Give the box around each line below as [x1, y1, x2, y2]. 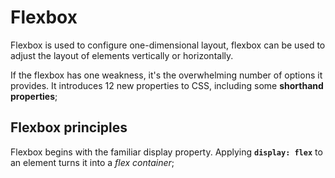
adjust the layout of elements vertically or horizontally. [10, 49, 234, 61]
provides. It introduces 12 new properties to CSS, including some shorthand [10, 79, 324, 91]
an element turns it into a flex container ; [10, 156, 175, 168]
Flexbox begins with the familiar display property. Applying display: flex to [10, 146, 323, 158]
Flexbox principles [10, 119, 128, 136]
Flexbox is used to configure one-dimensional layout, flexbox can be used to [10, 39, 326, 51]
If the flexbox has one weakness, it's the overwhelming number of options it [10, 69, 323, 81]
